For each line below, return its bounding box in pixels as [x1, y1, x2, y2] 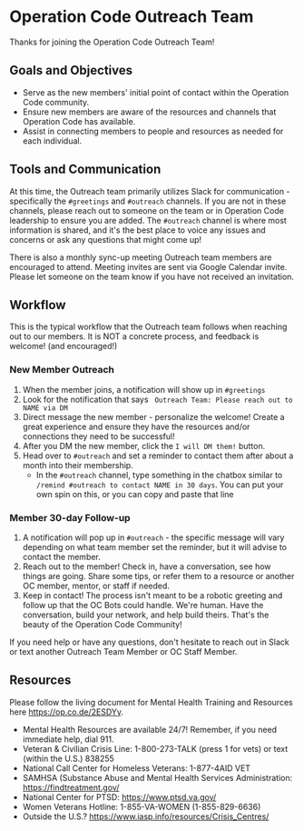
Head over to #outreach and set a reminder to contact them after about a [22, 450, 294, 461]
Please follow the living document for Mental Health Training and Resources [9, 696, 293, 707]
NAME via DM [22, 403, 68, 413]
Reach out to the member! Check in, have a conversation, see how [22, 561, 271, 572]
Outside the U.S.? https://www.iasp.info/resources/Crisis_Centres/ [22, 811, 270, 822]
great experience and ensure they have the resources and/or [22, 421, 250, 432]
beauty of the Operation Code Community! [22, 618, 183, 629]
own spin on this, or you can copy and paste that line [35, 488, 234, 499]
